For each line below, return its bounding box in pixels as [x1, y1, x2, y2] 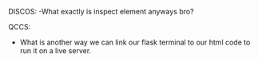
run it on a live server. [19, 46, 92, 55]
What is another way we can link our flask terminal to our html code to [19, 37, 251, 47]
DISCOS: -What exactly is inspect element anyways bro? [8, 7, 194, 16]
